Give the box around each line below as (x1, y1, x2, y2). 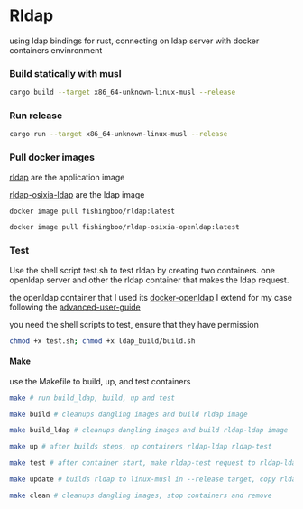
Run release (9, 109, 63, 122)
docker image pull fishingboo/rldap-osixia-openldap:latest (9, 223, 241, 232)
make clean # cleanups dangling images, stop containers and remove (9, 491, 272, 500)
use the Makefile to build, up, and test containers (9, 375, 191, 386)
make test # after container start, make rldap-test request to (9, 458, 256, 467)
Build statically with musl (9, 67, 122, 79)
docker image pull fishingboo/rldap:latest (9, 207, 176, 216)
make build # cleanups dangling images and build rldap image (9, 410, 248, 419)
